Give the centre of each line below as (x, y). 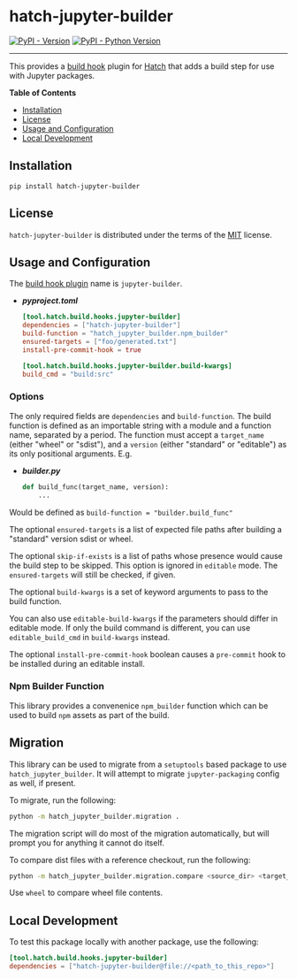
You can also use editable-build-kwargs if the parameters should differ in (144, 618)
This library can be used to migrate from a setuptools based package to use (148, 764)
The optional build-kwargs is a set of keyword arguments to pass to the (139, 592)
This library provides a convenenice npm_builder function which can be (139, 706)
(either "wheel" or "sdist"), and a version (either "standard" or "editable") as (148, 444)
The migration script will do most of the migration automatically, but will (139, 833)
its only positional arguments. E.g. (71, 454)
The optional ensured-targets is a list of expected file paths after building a (146, 529)
